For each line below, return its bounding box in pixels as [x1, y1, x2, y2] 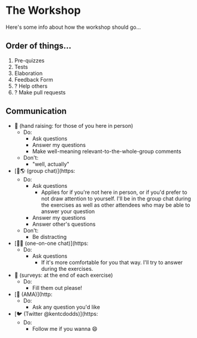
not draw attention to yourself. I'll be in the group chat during [41, 195, 191, 202]
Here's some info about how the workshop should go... [5, 23, 141, 31]
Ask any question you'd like [32, 303, 100, 310]
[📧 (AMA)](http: [14, 291, 53, 298]
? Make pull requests [14, 88, 66, 96]
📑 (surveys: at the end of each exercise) [14, 271, 113, 279]
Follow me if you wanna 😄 [32, 325, 98, 332]
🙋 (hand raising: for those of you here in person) [14, 122, 134, 129]
